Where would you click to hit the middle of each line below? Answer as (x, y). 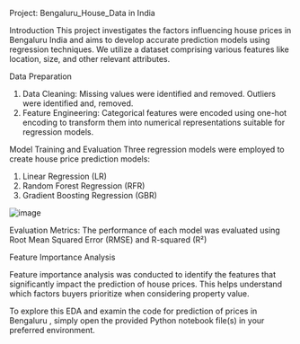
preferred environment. (53, 330)
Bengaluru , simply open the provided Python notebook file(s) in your (137, 321)
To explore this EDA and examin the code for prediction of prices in (133, 311)
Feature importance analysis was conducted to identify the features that (143, 274)
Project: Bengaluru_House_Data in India (82, 13)
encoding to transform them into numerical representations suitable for (154, 122)
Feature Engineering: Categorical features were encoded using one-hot (154, 113)
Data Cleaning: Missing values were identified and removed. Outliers (149, 94)
